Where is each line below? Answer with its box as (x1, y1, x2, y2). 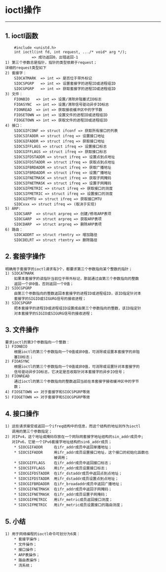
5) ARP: (5, 206, 21, 211)
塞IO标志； (14, 355, 34, 360)
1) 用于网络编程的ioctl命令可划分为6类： (5, 531, 81, 536)
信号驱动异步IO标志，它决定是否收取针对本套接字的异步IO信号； (14, 369, 126, 374)
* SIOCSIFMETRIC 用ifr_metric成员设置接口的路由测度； (14, 502, 124, 508)
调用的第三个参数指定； (11, 429, 53, 434)
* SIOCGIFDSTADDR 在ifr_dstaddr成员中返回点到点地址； (14, 471, 123, 476)
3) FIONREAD (5, 374, 30, 379)
